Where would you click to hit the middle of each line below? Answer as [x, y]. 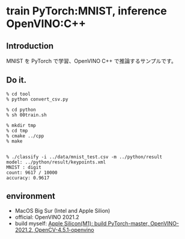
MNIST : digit [24, 167]
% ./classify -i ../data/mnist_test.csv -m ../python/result [84, 157]
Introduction [30, 46]
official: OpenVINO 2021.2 [47, 217]
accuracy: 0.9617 [28, 178]
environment [31, 196]
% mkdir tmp [21, 125]
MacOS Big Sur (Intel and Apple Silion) [62, 210]
